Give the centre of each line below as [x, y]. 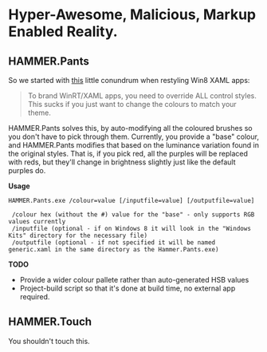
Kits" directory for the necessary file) [78, 235]
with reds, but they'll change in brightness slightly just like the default [122, 162]
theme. [39, 113]
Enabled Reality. [63, 32]
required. [35, 297]
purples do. [27, 170]
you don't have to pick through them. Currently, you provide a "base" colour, [133, 136]
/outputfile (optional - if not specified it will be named [114, 243]
